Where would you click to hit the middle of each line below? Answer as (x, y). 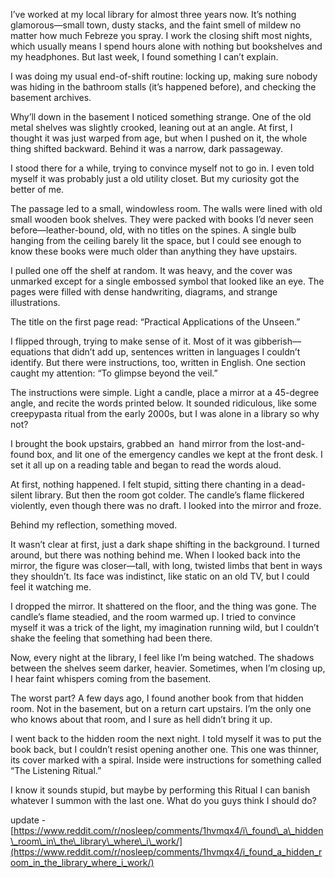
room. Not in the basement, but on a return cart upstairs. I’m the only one (161, 708)
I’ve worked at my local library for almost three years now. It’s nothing (153, 14)
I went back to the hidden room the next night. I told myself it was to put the (166, 738)
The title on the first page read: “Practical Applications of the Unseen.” (155, 322)
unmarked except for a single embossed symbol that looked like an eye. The (167, 281)
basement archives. (51, 97)
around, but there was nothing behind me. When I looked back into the (155, 555)
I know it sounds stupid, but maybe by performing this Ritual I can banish (160, 790)
